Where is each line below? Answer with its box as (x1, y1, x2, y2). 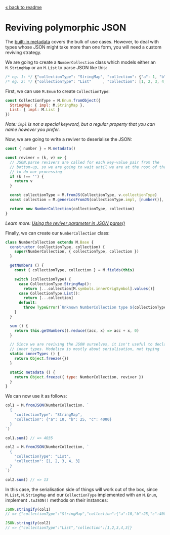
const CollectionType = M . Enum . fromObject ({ (5, 98, 101, 103)
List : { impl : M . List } (10, 107, 60, 113)
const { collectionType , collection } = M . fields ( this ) (14, 268, 135, 273)
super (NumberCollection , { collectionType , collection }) (14, 249, 139, 254)
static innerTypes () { (10, 351, 60, 357)
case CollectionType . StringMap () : (18, 281, 92, 286)
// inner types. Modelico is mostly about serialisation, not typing (10, 347, 159, 352)
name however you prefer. (5, 126, 60, 133)
